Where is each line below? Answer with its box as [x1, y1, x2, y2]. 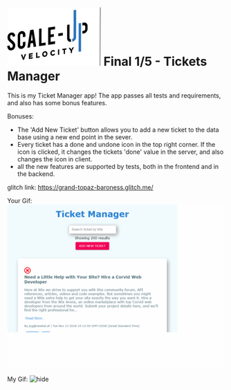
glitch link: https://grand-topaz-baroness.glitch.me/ [7, 183, 154, 191]
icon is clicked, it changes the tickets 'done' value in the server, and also [17, 148, 224, 156]
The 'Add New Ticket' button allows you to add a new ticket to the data [17, 125, 219, 134]
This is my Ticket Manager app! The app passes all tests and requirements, [7, 91, 221, 100]
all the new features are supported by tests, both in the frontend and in [17, 162, 219, 170]
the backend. [17, 170, 55, 178]
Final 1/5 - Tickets [103, 54, 207, 69]
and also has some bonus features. [7, 98, 107, 107]
